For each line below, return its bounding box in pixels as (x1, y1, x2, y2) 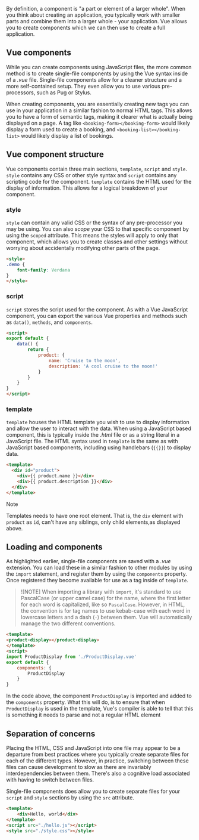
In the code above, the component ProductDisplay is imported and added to (6, 692, 192, 700)
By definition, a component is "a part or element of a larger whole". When (6, 5, 186, 12)
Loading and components (6, 542, 103, 552)
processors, (6, 89, 36, 96)
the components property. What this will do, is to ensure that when (6, 699, 165, 706)
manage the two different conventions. (20, 620, 116, 627)
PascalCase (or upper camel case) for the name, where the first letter (20, 595, 191, 602)
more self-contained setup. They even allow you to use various (6, 82, 160, 89)
